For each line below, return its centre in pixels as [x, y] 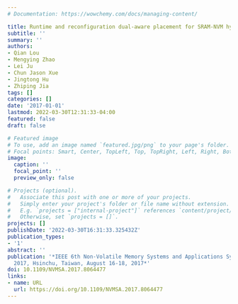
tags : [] [20, 93]
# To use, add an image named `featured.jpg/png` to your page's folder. [119, 145]
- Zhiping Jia [28, 86]
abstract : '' [27, 250]
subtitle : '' [27, 33]
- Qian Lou [23, 53]
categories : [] [30, 99]
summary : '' [25, 40]
